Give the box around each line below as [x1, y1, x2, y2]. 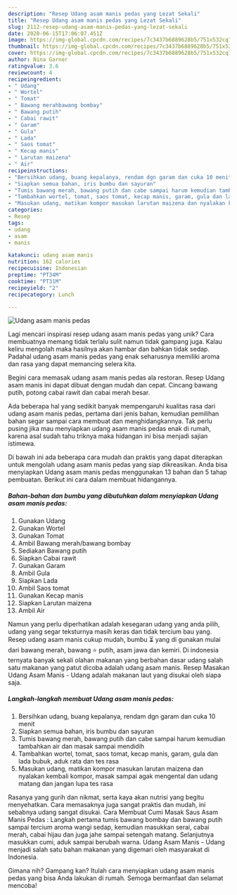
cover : [8, 50, 27, 57]
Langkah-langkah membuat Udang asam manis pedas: [8, 694, 174, 703]
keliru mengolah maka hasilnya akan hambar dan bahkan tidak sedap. [8, 345, 210, 354]
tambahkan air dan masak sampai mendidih [18, 742, 145, 751]
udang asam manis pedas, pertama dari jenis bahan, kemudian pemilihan [8, 409, 219, 418]
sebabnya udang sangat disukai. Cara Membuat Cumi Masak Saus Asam [8, 808, 219, 816]
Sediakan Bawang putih [18, 546, 87, 555]
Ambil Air [18, 606, 45, 615]
